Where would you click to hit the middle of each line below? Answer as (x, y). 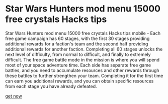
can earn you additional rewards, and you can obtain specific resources (79, 81)
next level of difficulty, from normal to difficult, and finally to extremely (78, 54)
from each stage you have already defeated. (51, 86)
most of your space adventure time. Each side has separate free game (78, 65)
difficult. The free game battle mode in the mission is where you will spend (82, 59)
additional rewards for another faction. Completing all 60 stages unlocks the (84, 49)
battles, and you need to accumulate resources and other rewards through (82, 70)
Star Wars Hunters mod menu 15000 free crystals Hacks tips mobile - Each (83, 33)
